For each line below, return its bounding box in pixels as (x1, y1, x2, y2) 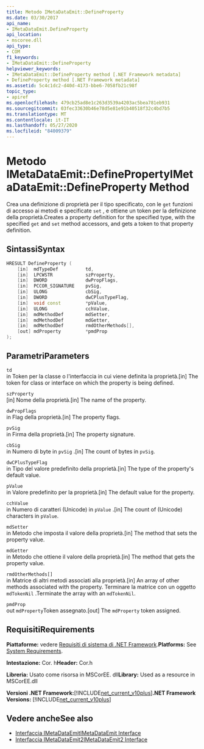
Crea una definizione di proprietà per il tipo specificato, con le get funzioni (6, 200, 193, 208)
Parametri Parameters (6, 351, 90, 361)
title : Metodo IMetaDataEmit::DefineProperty (6, 9, 124, 15)
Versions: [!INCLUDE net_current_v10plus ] (6, 695, 111, 703)
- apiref (6, 94, 29, 100)
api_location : (6, 32, 43, 38)
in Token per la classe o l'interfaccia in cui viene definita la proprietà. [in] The (6, 372, 199, 380)
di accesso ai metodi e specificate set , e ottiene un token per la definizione (6, 207, 197, 214)
